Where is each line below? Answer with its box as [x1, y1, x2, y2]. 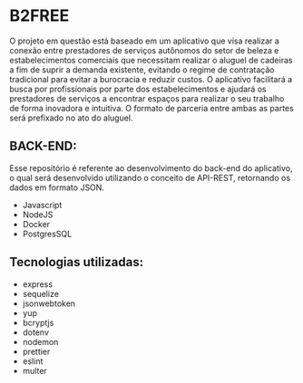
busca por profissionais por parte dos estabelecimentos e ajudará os [9, 83, 267, 94]
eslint [22, 355, 44, 367]
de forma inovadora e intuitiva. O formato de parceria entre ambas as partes [9, 102, 295, 113]
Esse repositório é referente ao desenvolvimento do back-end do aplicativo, [9, 162, 293, 173]
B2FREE [9, 5, 70, 26]
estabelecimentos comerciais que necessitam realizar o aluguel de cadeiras [9, 54, 293, 65]
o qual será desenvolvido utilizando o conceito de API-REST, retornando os [9, 172, 291, 183]
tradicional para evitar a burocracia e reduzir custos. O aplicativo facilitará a [9, 73, 293, 84]
